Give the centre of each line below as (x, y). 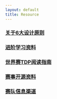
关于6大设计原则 (25, 33)
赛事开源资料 (21, 77)
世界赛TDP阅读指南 (28, 62)
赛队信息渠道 (21, 91)
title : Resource (22, 14)
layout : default (22, 10)
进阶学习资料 (21, 47)
